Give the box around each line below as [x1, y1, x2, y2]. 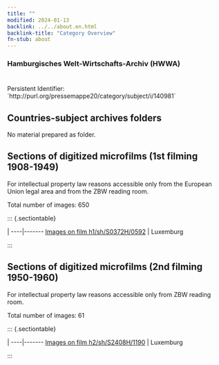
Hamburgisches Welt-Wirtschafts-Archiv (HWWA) [7, 59, 181, 69]
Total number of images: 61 [7, 311, 85, 319]
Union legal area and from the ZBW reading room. [7, 187, 149, 195]
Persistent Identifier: [7, 85, 65, 93]
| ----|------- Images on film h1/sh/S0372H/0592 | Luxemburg [7, 227, 184, 236]
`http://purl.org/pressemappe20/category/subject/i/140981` [7, 92, 176, 101]
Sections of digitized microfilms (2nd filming [7, 261, 202, 273]
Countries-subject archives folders [7, 112, 162, 124]
